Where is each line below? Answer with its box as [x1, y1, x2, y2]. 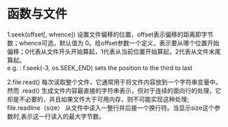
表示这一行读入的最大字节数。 [21, 112, 105, 120]
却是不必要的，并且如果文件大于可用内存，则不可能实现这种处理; [7, 95, 190, 103]
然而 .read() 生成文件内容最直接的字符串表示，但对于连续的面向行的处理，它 [7, 86, 221, 95]
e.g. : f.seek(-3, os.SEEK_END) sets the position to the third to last [7, 63, 193, 72]
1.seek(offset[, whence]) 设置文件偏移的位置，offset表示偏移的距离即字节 [7, 30, 214, 38]
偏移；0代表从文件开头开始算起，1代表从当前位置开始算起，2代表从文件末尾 [7, 47, 221, 56]
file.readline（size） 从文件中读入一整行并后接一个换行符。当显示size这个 [7, 104, 215, 112]
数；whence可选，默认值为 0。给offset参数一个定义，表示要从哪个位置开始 [7, 38, 220, 47]
